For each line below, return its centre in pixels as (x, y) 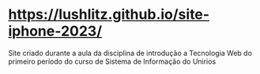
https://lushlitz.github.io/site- (109, 15)
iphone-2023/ (55, 31)
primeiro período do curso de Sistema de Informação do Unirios (112, 61)
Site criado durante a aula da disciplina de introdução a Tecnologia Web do (130, 53)
